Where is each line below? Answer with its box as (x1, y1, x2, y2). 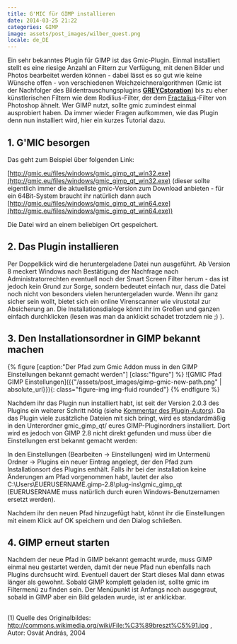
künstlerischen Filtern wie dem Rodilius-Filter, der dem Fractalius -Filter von (7, 93, 226, 103)
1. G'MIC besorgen (7, 136, 91, 148)
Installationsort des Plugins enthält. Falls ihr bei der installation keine (7, 464, 207, 474)
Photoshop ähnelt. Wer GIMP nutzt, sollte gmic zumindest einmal (7, 101, 197, 110)
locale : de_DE (7, 37, 50, 44)
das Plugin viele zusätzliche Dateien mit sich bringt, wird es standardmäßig (7, 414, 226, 422)
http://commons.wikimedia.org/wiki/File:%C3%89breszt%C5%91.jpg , (7, 621, 212, 629)
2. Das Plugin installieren (7, 241, 119, 253)
